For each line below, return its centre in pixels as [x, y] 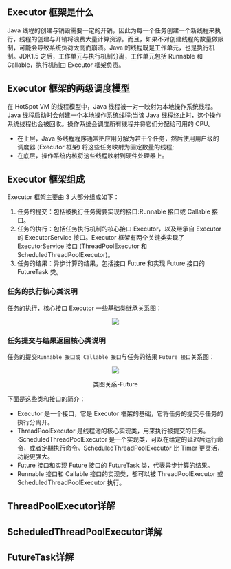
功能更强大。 [35, 457]
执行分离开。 [35, 422]
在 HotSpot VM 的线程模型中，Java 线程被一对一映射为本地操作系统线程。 [112, 106]
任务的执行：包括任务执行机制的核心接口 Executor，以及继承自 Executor [119, 229]
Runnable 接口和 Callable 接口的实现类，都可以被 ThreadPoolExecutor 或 [120, 474]
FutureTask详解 [41, 558]
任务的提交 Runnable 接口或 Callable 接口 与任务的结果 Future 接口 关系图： [111, 357]
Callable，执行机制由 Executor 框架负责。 [66, 65]
